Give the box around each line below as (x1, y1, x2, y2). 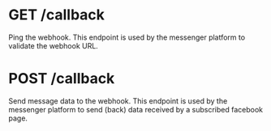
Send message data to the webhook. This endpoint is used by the (8, 95, 228, 106)
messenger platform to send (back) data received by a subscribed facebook (8, 104, 264, 114)
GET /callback (8, 6, 105, 24)
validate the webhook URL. (8, 40, 99, 50)
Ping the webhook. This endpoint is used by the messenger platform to (8, 32, 246, 42)
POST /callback (8, 70, 115, 88)
